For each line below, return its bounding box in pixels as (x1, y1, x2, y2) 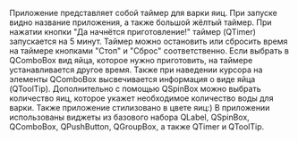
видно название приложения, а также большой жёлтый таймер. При (9, 17, 272, 28)
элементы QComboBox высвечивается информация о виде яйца (9, 74, 256, 84)
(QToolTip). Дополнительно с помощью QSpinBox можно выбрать (9, 84, 261, 94)
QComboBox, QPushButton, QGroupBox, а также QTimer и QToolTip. (9, 121, 265, 132)
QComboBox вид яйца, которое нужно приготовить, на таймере (9, 55, 253, 65)
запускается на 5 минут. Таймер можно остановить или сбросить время (9, 36, 288, 46)
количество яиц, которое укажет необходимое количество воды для (9, 93, 274, 104)
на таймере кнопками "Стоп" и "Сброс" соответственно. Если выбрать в (9, 46, 289, 56)
